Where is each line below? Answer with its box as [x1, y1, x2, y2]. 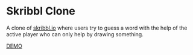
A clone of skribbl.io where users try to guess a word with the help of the [6, 24, 188, 31]
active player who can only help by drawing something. [6, 30, 144, 37]
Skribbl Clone [6, 4, 75, 18]
